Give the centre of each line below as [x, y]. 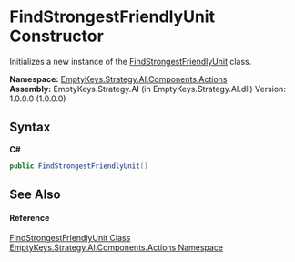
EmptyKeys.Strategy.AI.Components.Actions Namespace [117, 247]
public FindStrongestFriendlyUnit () [79, 166]
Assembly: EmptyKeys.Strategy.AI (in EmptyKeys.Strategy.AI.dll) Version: [148, 89]
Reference [30, 217]
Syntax [30, 127]
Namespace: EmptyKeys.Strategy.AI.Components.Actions [118, 79]
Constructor [57, 36]
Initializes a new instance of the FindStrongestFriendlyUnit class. [131, 61]
